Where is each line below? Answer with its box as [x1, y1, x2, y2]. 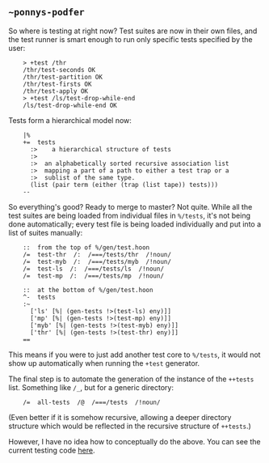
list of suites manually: [8, 227, 83, 237]
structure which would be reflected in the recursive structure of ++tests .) [8, 421, 252, 431]
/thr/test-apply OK [23, 87, 89, 96]
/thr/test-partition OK [23, 73, 103, 81]
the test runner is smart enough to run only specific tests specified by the [8, 34, 253, 44]
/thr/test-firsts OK [23, 80, 92, 88]
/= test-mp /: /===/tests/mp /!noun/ [23, 271, 164, 280]
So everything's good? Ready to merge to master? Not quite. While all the [8, 202, 253, 211]
